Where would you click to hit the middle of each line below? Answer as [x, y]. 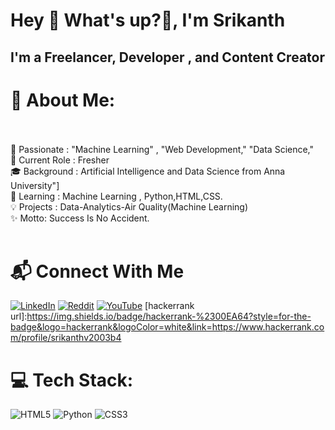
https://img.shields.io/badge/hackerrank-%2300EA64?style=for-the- [169, 316]
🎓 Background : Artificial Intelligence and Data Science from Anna [148, 171]
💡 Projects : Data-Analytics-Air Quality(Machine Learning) [129, 206]
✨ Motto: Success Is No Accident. [80, 218]
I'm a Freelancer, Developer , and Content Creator [167, 57]
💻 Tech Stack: [72, 380]
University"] [35, 185]
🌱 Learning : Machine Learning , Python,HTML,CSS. [116, 196]
